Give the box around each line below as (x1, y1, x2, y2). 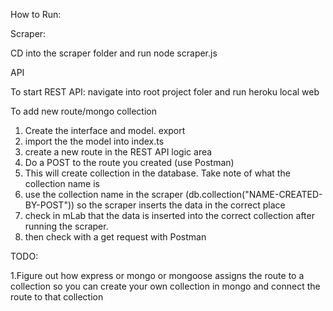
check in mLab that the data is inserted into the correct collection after (24, 210, 315, 221)
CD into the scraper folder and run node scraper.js (10, 47, 218, 59)
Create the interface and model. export (24, 125, 186, 136)
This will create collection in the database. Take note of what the (24, 167, 291, 179)
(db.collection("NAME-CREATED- (184, 189, 323, 200)
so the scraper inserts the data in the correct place (76, 199, 286, 211)
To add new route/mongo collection (10, 105, 157, 117)
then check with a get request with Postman (24, 231, 207, 243)
